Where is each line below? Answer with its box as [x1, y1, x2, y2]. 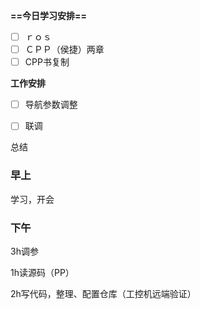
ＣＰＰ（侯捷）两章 [24, 44, 105, 56]
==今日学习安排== [10, 10, 88, 21]
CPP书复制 [24, 56, 70, 68]
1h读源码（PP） [10, 266, 75, 278]
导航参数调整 [24, 99, 78, 111]
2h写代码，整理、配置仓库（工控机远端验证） [10, 287, 197, 299]
